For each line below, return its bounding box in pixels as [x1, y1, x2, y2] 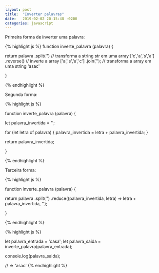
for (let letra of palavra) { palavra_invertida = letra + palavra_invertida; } [5, 130, 148, 136]
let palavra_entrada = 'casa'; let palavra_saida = [5, 238, 101, 244]
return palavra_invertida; [5, 139, 55, 145]
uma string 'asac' [5, 63, 40, 69]
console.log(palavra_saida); [5, 253, 60, 259]
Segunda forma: [5, 92, 38, 97]
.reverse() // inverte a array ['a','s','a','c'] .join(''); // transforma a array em [5, 58, 152, 64]
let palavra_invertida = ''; [5, 120, 55, 126]
